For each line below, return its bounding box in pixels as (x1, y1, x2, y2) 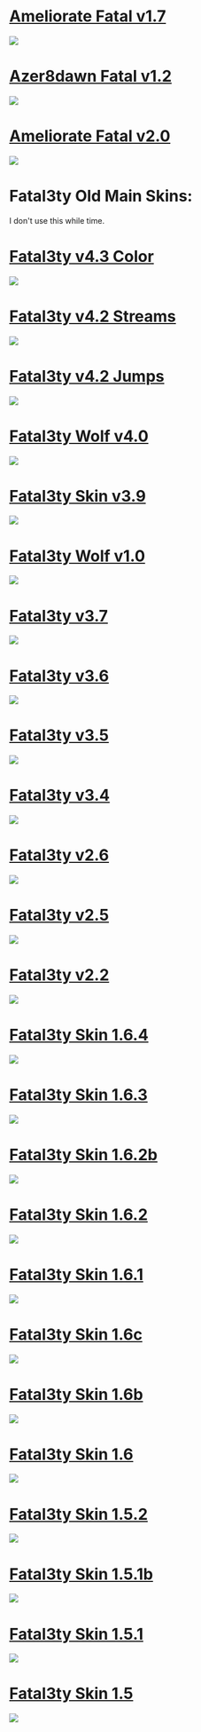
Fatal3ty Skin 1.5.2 (9, 1504, 149, 1524)
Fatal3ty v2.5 (9, 906, 109, 925)
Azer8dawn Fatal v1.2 (9, 67, 173, 86)
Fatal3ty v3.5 (9, 725, 109, 746)
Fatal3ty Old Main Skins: (9, 186, 193, 206)
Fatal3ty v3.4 (9, 786, 111, 805)
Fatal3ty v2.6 (9, 845, 110, 866)
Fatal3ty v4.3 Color (9, 246, 155, 266)
